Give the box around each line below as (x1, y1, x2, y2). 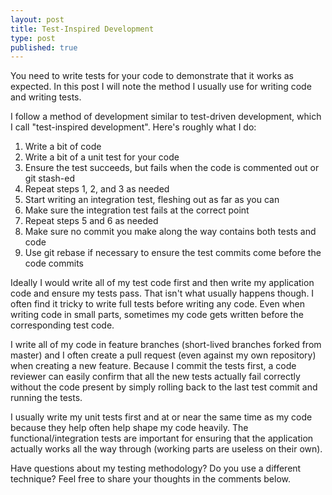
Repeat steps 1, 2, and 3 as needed (24, 183, 170, 195)
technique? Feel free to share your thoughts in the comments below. (10, 473, 291, 485)
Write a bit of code (24, 141, 102, 153)
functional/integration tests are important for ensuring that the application (10, 432, 314, 445)
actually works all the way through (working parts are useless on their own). (10, 443, 323, 455)
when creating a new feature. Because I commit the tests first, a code (10, 360, 297, 372)
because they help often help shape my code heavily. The (10, 422, 249, 434)
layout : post (10, 14, 65, 25)
